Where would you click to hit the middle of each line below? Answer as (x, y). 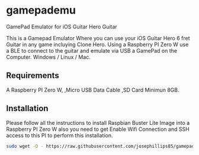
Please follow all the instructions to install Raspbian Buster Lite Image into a (98, 122)
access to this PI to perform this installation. (60, 135)
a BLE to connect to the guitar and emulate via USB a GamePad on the (92, 50)
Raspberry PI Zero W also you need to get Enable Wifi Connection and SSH (98, 129)
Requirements (33, 75)
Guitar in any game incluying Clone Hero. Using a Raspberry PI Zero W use (97, 44)
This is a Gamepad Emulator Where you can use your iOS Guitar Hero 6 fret (98, 38)
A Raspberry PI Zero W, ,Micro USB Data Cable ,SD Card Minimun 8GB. (93, 90)
